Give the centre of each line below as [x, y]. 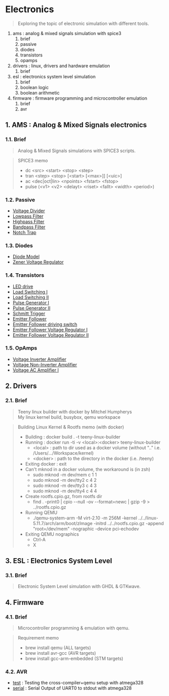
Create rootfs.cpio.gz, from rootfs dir [64, 496]
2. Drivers [21, 386]
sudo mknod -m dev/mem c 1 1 [65, 475]
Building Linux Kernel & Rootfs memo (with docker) [71, 427]
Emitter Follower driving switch [45, 324]
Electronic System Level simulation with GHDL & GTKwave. [79, 587]
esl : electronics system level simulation [54, 76]
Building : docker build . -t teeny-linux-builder [73, 437]
